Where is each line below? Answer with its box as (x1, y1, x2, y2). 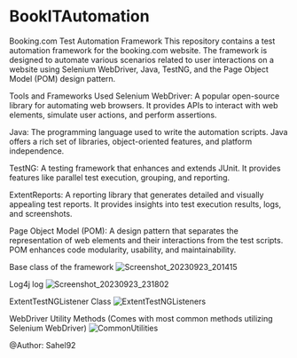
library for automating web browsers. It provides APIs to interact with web (9, 99, 278, 110)
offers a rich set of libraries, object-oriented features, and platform (9, 136, 253, 147)
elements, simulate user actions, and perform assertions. (9, 109, 217, 120)
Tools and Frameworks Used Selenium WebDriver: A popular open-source (9, 91, 280, 101)
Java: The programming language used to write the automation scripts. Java (9, 126, 288, 137)
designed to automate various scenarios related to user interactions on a (9, 54, 275, 65)
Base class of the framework (9, 261, 114, 272)
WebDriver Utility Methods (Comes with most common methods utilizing (9, 313, 273, 323)
